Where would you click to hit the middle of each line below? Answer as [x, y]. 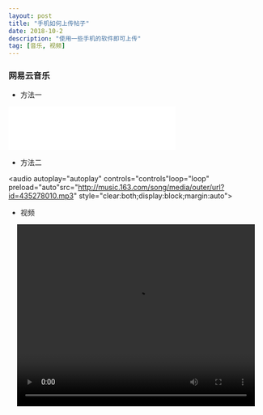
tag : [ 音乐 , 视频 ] [37, 46]
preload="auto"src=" [43, 188]
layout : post [30, 16]
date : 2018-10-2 [36, 31]
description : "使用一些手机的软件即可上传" [75, 38]
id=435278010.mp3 [41, 196]
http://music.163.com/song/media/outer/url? [151, 188]
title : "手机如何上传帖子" [49, 23]
